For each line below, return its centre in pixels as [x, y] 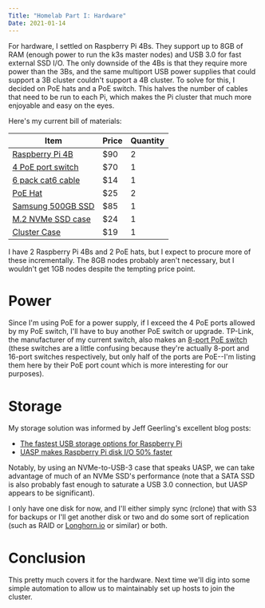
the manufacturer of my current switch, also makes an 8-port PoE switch [128, 340]
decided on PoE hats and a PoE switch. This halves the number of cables [128, 88]
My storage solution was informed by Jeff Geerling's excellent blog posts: [130, 428]
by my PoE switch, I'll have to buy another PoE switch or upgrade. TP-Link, [131, 332]
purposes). [26, 374]
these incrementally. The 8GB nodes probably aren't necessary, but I [121, 260]
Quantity [148, 141]
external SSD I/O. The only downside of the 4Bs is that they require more [128, 63]
